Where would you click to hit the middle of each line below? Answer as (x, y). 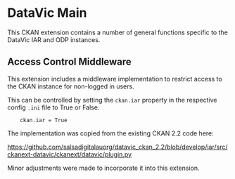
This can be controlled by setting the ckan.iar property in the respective (112, 100)
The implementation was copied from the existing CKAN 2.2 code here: (111, 133)
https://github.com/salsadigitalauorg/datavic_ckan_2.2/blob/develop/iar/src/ (118, 147)
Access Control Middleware (69, 62)
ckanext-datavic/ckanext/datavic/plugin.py (70, 154)
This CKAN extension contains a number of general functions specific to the (118, 32)
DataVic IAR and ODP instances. (54, 39)
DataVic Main (47, 13)
